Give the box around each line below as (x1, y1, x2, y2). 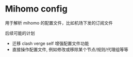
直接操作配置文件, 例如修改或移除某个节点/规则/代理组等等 (12, 46, 129, 52)
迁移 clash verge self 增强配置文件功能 (12, 40, 89, 46)
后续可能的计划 (5, 30, 35, 36)
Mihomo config (5, 3, 68, 14)
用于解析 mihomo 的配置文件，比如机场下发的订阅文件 (5, 20, 113, 26)
